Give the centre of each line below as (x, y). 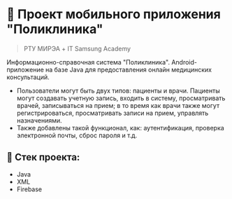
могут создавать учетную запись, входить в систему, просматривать (121, 98)
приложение (26, 69)
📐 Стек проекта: (43, 157)
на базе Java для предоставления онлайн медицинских (129, 69)
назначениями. (39, 120)
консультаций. (28, 77)
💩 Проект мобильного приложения (114, 14)
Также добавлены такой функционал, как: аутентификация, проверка (120, 128)
